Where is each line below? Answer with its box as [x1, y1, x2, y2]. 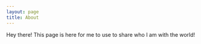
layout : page [6, 8, 39, 15]
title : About [6, 14, 39, 20]
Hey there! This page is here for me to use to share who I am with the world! [6, 31, 196, 38]
